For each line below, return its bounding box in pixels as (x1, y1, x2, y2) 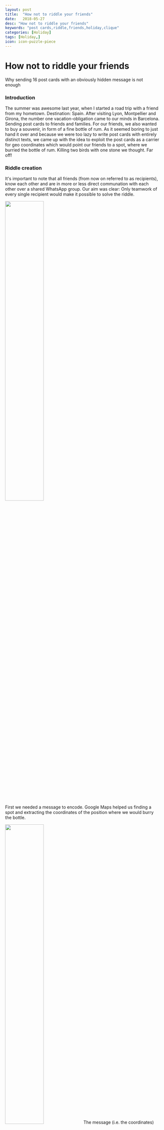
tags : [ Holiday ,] (5, 35, 41, 40)
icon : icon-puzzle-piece (5, 39, 56, 44)
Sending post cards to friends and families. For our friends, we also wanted (5, 121, 157, 127)
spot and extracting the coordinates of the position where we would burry (5, 810, 154, 815)
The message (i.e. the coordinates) (83, 1119, 154, 1126)
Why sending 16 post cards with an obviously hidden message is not (5, 77, 143, 83)
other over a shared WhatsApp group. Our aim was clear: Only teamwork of (5, 186, 158, 192)
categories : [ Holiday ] (5, 30, 51, 35)
